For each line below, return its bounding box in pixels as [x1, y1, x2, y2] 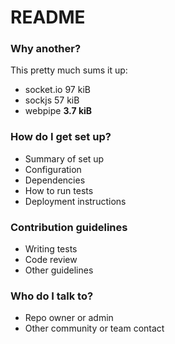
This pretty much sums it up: [10, 64, 128, 76]
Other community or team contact [24, 322, 165, 335]
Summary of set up [24, 152, 105, 165]
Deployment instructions [24, 195, 127, 207]
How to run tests [24, 184, 94, 196]
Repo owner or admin [24, 312, 114, 324]
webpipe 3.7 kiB [24, 105, 93, 117]
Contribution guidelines [10, 220, 128, 234]
